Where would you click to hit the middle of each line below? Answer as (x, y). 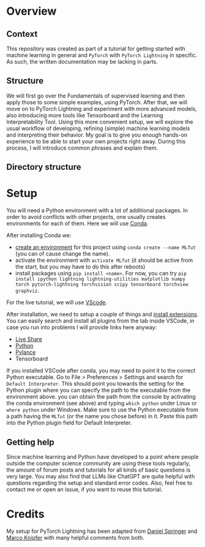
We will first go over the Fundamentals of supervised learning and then (96, 96)
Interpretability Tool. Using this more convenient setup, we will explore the (100, 121)
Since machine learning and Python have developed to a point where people (102, 457)
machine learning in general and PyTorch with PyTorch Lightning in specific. (102, 55)
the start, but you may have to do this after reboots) (80, 267)
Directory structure (44, 167)
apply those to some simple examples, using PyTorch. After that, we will (97, 102)
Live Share (29, 339)
